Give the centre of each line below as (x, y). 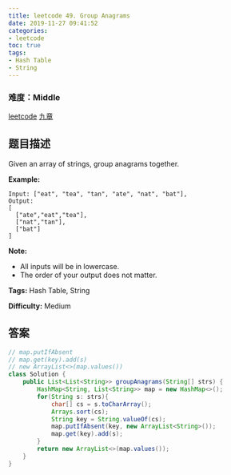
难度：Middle (34, 97)
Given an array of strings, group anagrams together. (94, 163)
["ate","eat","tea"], (52, 215)
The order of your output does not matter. (88, 275)
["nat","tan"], (41, 222)
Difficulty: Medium (40, 306)
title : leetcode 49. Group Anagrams (69, 16)
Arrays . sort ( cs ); (80, 412)
